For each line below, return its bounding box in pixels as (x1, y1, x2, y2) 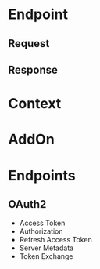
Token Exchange (19, 252, 73, 261)
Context (8, 95, 62, 113)
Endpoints (8, 166, 76, 184)
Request (8, 37, 50, 50)
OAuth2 (8, 198, 47, 211)
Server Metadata (19, 243, 74, 253)
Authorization (19, 227, 64, 236)
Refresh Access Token (19, 235, 92, 245)
